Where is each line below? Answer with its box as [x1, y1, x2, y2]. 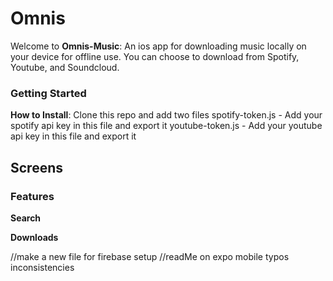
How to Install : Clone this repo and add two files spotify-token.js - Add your [10, 109, 323, 121]
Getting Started [10, 86, 87, 100]
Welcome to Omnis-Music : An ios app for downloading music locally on [10, 40, 307, 52]
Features [10, 189, 55, 203]
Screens [10, 159, 63, 176]
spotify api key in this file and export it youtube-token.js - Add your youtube [10, 120, 323, 132]
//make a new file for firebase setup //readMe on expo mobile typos [10, 250, 290, 262]
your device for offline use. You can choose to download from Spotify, [10, 50, 300, 62]
